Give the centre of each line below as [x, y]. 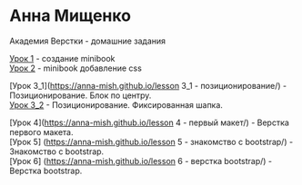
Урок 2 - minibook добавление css [76, 68]
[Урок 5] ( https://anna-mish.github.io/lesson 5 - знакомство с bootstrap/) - [151, 141]
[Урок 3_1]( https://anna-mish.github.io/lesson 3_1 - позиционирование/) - [148, 85]
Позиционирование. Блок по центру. [81, 95]
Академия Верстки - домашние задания [88, 41]
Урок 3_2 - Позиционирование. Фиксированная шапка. [116, 104]
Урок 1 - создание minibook [62, 58]
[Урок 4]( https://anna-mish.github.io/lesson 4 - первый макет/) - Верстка [149, 122]
